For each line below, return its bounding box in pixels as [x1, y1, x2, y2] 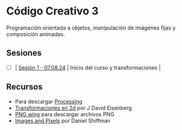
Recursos [6, 82, 43, 92]
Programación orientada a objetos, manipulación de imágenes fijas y [6, 24, 176, 31]
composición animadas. [6, 30, 65, 37]
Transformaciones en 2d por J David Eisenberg [14, 104, 132, 111]
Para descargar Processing [14, 97, 83, 105]
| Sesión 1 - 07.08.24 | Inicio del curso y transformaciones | [14, 64, 161, 71]
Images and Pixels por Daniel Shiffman [14, 117, 111, 124]
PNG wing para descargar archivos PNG [14, 110, 115, 118]
